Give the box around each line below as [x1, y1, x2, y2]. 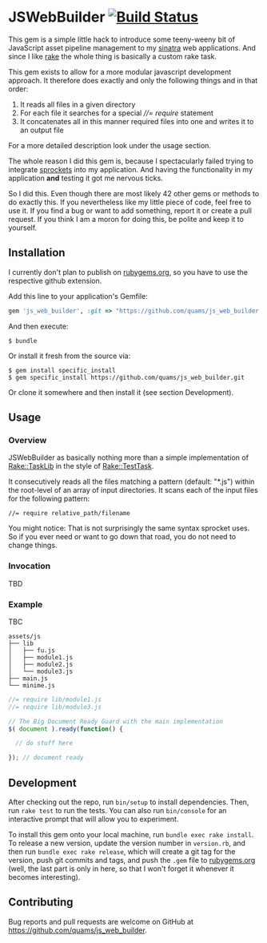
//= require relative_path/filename [8, 510, 130, 518]
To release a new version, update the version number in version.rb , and [8, 838, 246, 848]
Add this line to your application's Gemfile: [8, 291, 148, 300]
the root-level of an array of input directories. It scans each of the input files [8, 486, 258, 495]
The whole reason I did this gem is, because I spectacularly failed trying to [8, 156, 254, 166]
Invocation [8, 561, 50, 572]
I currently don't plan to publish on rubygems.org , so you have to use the [8, 267, 248, 276]
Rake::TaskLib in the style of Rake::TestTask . [8, 461, 154, 471]
